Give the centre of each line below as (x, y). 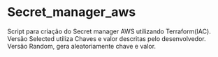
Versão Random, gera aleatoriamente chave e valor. (81, 46)
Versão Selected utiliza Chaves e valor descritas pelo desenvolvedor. (107, 38)
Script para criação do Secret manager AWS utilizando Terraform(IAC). (109, 31)
